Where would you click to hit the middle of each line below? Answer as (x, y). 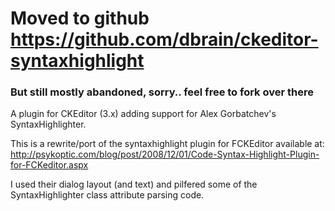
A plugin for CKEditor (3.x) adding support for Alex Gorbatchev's (143, 114)
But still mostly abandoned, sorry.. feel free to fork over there (162, 92)
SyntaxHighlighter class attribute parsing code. (107, 195)
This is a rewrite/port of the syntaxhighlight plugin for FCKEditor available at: (167, 144)
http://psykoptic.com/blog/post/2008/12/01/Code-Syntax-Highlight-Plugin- (165, 154)
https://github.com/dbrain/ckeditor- (164, 39)
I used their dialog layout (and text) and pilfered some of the (134, 184)
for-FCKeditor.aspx (49, 165)
